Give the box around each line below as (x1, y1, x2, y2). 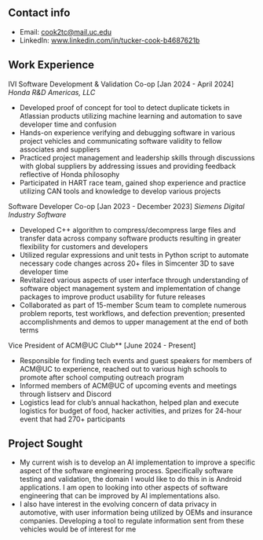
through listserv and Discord (19, 389, 112, 399)
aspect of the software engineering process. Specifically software (19, 466, 234, 476)
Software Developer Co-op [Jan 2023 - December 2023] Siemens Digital (8, 201, 245, 211)
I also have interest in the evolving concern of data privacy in (19, 499, 217, 509)
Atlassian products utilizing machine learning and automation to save (19, 111, 243, 120)
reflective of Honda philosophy (19, 169, 120, 179)
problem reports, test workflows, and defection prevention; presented (19, 308, 246, 318)
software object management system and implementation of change (19, 283, 241, 293)
